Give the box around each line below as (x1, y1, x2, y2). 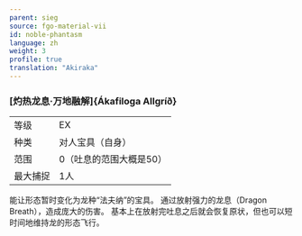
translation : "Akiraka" (9, 64, 99, 73)
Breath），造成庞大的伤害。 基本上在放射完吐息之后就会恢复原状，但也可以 (9, 206, 286, 217)
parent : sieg (9, 13, 59, 23)
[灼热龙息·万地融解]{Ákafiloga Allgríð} (9, 95, 178, 107)
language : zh (9, 38, 59, 48)
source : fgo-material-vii (9, 22, 106, 31)
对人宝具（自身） (59, 136, 133, 149)
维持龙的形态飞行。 (32, 217, 105, 228)
